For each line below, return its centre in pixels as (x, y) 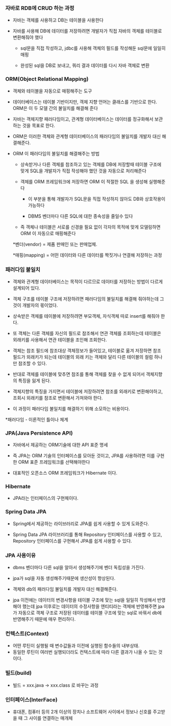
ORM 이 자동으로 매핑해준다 (48, 233)
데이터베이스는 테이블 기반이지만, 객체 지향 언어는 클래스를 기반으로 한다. (85, 102)
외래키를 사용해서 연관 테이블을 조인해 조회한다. (60, 339)
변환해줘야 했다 (28, 37)
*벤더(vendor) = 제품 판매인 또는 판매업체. (55, 244)
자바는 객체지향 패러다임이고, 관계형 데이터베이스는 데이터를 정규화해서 (83, 119)
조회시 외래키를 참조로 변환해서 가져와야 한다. (58, 397)
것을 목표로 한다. (39, 125)
